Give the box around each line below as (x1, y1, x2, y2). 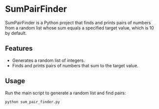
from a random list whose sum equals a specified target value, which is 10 (5, 25, 154, 30)
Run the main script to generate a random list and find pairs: (5, 90, 126, 96)
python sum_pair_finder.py (5, 99, 60, 104)
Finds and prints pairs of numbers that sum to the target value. (12, 62, 138, 68)
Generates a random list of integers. (12, 57, 85, 63)
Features (5, 44, 33, 53)
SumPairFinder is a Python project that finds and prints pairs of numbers (5, 20, 151, 26)
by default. (5, 30, 27, 36)
